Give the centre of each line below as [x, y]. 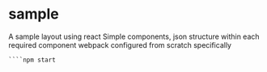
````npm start [32, 60]
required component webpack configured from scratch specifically [120, 44]
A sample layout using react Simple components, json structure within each [134, 36]
